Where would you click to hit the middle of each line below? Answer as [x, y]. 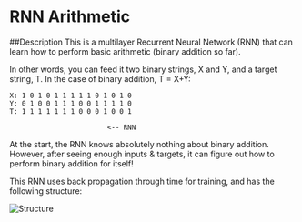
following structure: [46, 191]
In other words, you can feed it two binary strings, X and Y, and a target [143, 69]
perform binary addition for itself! [71, 163]
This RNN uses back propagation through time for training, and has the [142, 181]
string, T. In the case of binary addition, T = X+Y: [100, 78]
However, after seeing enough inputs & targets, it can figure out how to [142, 154]
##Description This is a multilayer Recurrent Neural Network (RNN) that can [151, 42]
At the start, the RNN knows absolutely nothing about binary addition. [140, 144]
